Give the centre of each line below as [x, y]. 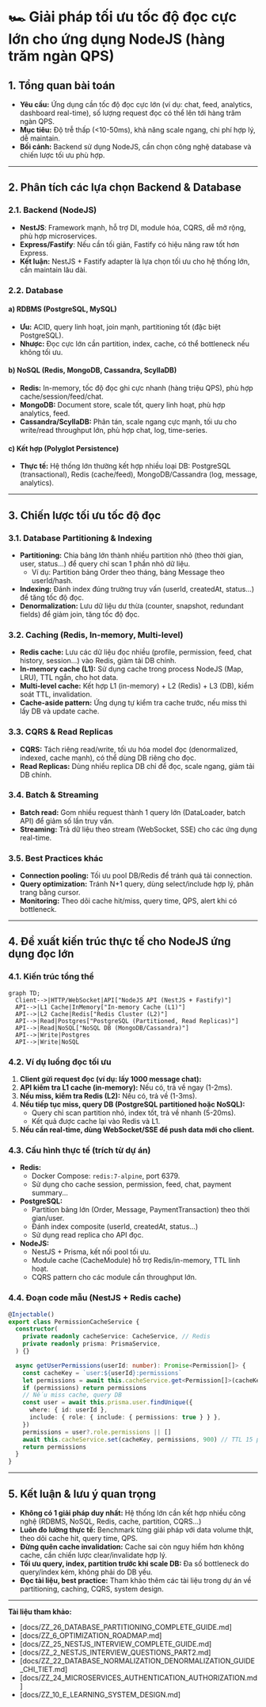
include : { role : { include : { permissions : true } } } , [125, 1417]
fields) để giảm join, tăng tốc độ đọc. [80, 614]
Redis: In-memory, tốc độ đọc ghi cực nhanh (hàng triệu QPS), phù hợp [136, 388]
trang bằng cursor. [50, 893]
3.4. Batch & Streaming [53, 795]
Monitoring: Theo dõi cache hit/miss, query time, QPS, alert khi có [128, 901]
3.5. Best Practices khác [56, 858]
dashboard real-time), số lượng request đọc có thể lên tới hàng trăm [130, 113]
